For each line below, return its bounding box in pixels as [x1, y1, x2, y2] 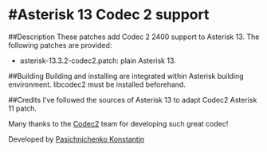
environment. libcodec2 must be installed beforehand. [8, 80, 186, 89]
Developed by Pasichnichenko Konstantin [8, 134, 145, 144]
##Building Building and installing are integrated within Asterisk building [8, 71, 245, 80]
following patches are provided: [8, 40, 112, 49]
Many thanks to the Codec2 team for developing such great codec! [8, 119, 229, 128]
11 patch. [8, 103, 37, 113]
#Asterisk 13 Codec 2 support [8, 6, 210, 24]
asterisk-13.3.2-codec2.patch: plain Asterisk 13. [19, 56, 177, 65]
